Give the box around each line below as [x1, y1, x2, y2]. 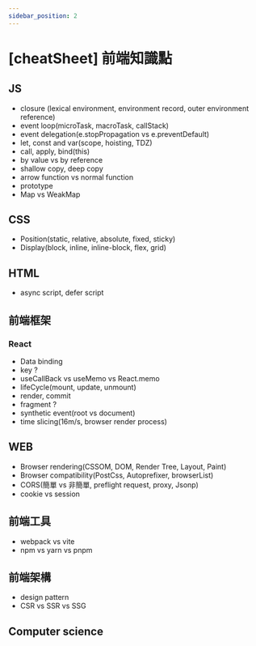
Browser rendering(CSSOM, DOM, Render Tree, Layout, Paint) [19, 461, 227, 471]
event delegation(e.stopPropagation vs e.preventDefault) [19, 129, 210, 138]
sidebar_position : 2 [8, 11, 78, 20]
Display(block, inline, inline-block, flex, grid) [19, 243, 167, 253]
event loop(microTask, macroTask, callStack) [19, 121, 170, 130]
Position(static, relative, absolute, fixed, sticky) [19, 234, 176, 244]
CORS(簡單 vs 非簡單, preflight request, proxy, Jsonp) [19, 479, 199, 490]
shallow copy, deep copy [19, 164, 103, 173]
